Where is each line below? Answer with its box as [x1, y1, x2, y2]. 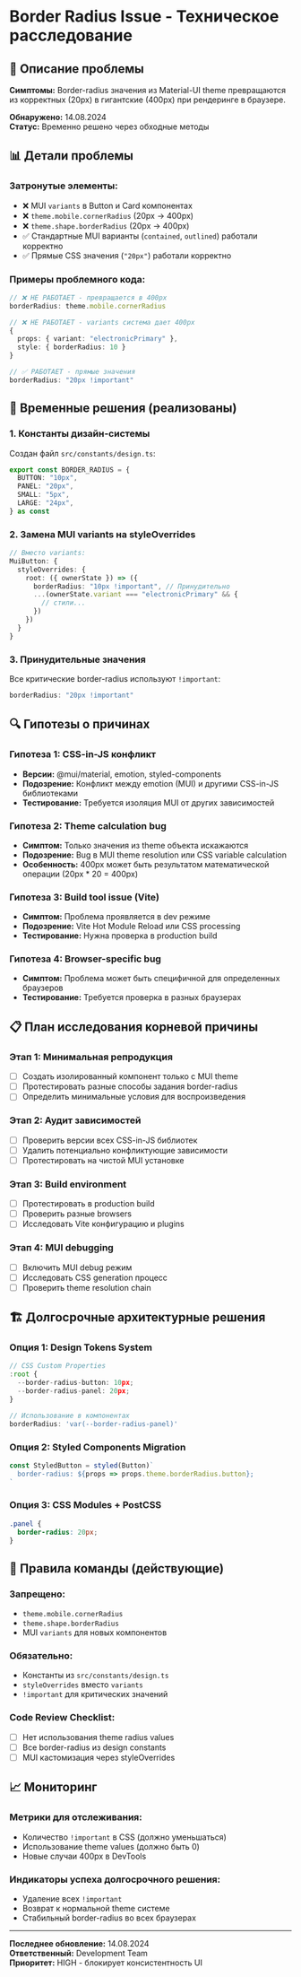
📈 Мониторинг [9, 1780, 98, 1795]
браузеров [21, 982, 64, 993]
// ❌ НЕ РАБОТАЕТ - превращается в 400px [9, 293, 168, 302]
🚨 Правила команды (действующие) [9, 1561, 224, 1576]
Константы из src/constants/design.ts [21, 1670, 169, 1681]
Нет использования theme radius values [21, 1731, 175, 1742]
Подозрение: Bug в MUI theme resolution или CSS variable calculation [21, 849, 287, 860]
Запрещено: [9, 1588, 65, 1600]
